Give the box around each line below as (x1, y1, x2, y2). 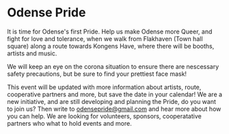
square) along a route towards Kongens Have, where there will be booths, (7, 42, 215, 50)
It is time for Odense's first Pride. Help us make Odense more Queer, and (7, 27, 213, 36)
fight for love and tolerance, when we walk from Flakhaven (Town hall (7, 34, 203, 42)
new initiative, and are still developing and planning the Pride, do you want (7, 97, 217, 105)
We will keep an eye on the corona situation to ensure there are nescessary (7, 62, 219, 70)
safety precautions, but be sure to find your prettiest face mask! (7, 70, 187, 78)
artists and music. (7, 49, 57, 57)
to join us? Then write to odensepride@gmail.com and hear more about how (7, 105, 221, 113)
